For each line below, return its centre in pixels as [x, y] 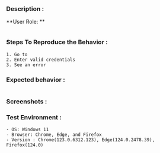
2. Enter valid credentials [41, 60]
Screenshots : [27, 101]
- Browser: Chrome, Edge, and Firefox [54, 135]
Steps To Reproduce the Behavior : [57, 42]
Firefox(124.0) [25, 145]
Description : [25, 9]
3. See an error [26, 65]
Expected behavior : [36, 80]
